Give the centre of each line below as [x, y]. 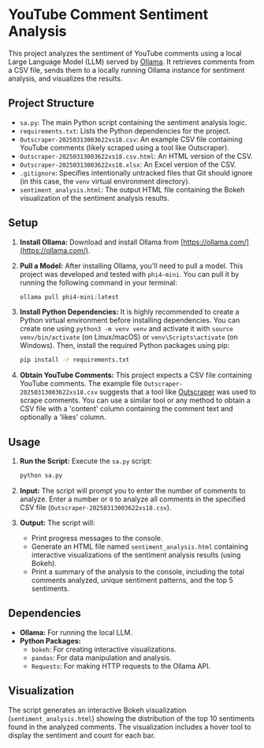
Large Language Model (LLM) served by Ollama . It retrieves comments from [131, 62]
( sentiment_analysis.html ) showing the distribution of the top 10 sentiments [131, 718]
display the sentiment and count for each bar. [82, 735]
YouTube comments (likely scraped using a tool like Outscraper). [125, 147]
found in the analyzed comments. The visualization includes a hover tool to [130, 727]
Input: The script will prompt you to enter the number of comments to [132, 491]
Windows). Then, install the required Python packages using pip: [125, 346]
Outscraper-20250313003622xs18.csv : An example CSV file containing [131, 139]
